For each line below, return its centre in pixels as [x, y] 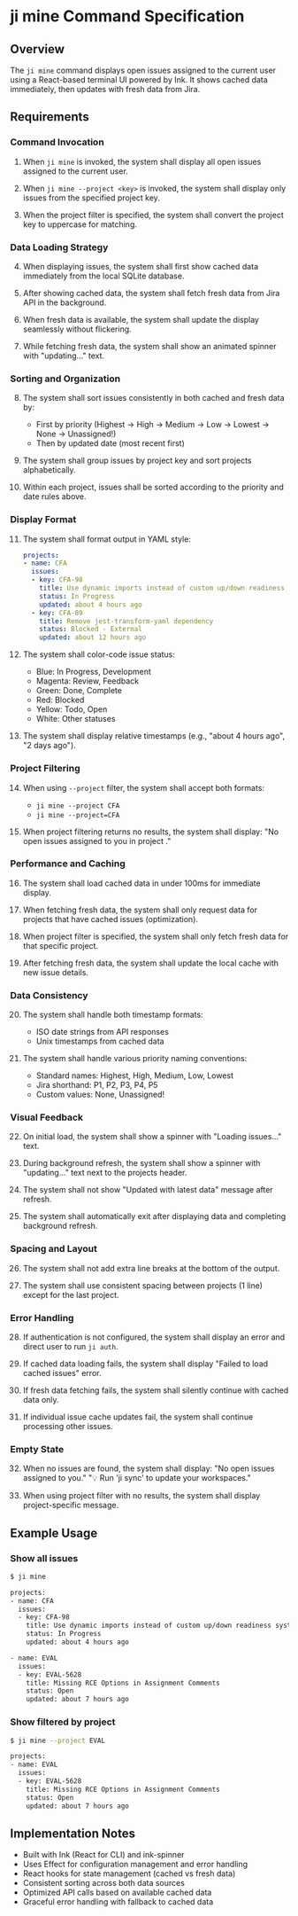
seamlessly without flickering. [77, 329]
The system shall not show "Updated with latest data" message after [148, 1190]
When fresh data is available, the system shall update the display [141, 319]
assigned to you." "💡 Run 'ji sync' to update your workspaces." [137, 1478]
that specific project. [61, 945]
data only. [41, 1399]
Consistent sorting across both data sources [103, 1883]
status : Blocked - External [91, 630]
